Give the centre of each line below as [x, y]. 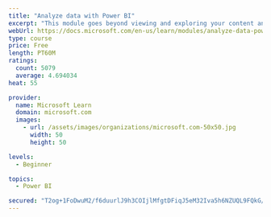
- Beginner [34, 164]
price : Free [28, 46]
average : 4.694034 [47, 76]
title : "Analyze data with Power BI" [72, 16]
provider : [25, 97]
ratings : [23, 61]
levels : [21, 157]
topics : [21, 179]
